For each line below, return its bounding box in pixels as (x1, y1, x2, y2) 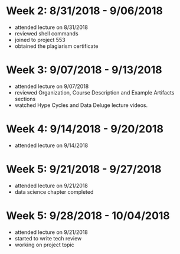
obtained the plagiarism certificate (14, 43, 99, 50)
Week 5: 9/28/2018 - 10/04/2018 (6, 209, 170, 222)
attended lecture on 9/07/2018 (14, 83, 89, 90)
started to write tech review (14, 235, 82, 242)
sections (14, 95, 36, 102)
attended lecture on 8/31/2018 (14, 24, 89, 31)
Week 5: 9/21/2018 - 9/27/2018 (6, 162, 162, 175)
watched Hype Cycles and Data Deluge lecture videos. (14, 102, 148, 109)
